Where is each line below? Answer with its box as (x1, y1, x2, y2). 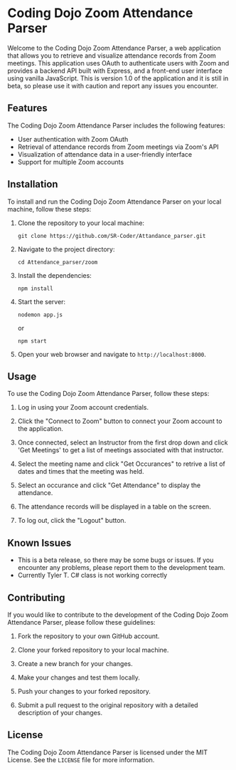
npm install (17, 285, 53, 292)
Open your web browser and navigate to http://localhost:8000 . (17, 350, 206, 358)
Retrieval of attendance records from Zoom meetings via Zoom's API (17, 142, 219, 151)
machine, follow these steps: (7, 204, 92, 213)
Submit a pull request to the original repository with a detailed (17, 701, 198, 709)
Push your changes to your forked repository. (17, 687, 151, 695)
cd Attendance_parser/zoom (17, 259, 98, 266)
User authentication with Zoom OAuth (17, 135, 129, 143)
